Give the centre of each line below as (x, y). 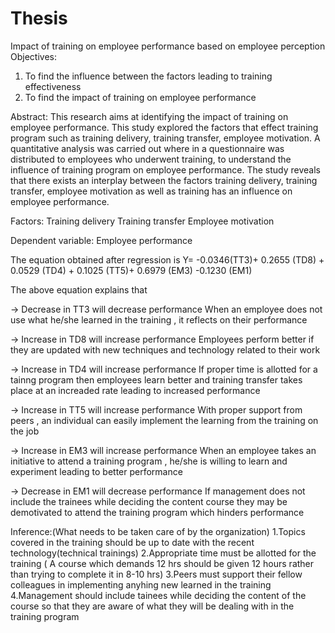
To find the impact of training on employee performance (140, 97)
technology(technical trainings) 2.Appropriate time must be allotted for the (163, 553)
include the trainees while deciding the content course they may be (149, 501)
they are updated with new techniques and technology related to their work (165, 349)
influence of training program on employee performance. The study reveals (165, 169)
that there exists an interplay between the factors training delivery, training (164, 180)
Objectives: (33, 56)
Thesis (39, 18)
